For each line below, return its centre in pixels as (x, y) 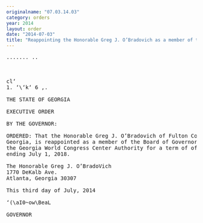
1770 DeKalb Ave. (32, 172)
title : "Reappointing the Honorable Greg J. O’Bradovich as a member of (100, 40)
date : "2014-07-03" (31, 35)
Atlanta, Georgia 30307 (41, 178)
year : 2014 (20, 23)
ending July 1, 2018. (38, 154)
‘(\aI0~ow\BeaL (29, 203)
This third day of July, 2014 (51, 191)
